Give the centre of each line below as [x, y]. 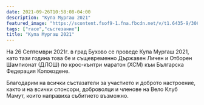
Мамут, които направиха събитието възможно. [67, 96]
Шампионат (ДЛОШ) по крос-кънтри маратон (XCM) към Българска [95, 65]
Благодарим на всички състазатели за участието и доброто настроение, [101, 83]
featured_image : [27, 23]
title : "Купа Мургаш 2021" [40, 35]
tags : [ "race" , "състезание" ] [43, 29]
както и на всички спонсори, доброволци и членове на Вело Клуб [92, 89]
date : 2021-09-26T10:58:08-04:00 [49, 12]
